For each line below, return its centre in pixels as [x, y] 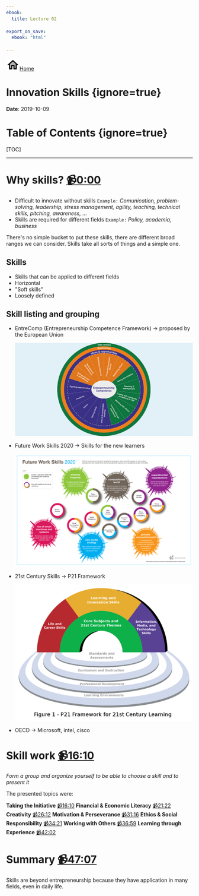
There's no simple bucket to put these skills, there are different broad [91, 237]
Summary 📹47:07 [52, 859]
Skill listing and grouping [53, 314]
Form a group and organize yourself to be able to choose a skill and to [92, 776]
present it [18, 782]
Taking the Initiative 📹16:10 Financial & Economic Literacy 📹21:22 [89, 806]
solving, [24, 207]
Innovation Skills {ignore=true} [84, 93]
